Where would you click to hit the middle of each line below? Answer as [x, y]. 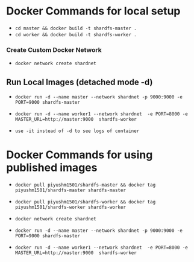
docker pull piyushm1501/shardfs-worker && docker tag [85, 202]
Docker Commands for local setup [93, 11]
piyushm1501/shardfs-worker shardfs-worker [70, 207]
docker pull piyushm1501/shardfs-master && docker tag [85, 185]
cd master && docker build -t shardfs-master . [76, 28]
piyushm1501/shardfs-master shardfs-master [70, 190]
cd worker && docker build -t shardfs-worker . [76, 34]
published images [52, 168]
